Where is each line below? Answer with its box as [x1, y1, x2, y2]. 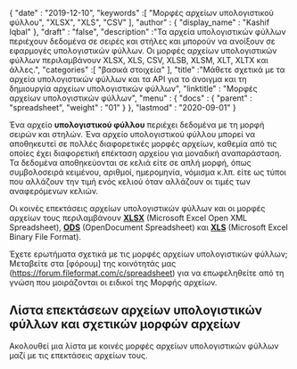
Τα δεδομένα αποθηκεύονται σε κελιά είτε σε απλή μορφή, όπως [9, 158, 252, 168]
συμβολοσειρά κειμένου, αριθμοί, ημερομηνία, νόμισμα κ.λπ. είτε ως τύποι [9, 167, 287, 177]
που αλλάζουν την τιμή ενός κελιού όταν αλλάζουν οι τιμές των [9, 176, 252, 186]
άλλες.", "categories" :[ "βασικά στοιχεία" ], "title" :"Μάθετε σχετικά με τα [9, 64, 285, 75]
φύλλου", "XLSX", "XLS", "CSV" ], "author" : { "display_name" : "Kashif [9, 17, 270, 28]
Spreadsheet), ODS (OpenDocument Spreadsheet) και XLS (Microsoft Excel [9, 222, 288, 233]
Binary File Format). [9, 232, 82, 242]
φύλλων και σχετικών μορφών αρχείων [9, 316, 241, 332]
